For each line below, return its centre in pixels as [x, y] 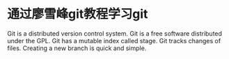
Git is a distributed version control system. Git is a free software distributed [115, 33]
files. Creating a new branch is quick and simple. [77, 48]
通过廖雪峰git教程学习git [78, 14]
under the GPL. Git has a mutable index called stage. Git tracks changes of [114, 40]
